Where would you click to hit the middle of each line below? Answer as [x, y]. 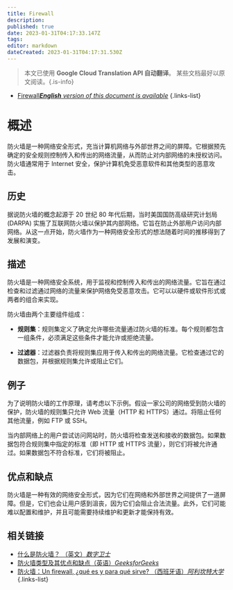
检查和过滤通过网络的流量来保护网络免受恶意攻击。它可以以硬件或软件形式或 [116, 291]
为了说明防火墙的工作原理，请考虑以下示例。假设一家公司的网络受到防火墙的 [116, 403]
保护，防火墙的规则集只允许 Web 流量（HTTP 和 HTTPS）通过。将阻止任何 [114, 412]
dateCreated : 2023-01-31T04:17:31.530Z [65, 53]
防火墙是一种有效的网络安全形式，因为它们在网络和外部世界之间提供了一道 [113, 495]
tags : [15, 40]
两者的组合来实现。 [35, 300]
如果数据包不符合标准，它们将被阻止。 [74, 453]
